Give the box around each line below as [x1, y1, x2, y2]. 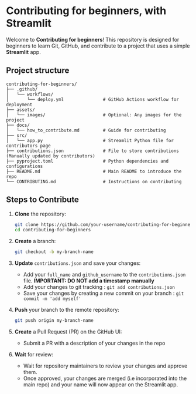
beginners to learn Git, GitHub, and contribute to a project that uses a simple [6, 42, 190, 49]
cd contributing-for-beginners [14, 227, 91, 233]
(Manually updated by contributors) [6, 153, 95, 159]
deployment [6, 102, 33, 107]
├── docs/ [6, 122, 30, 128]
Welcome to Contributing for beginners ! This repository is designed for [6, 36, 180, 43]
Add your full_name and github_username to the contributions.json [23, 271, 186, 278]
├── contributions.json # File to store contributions [6, 148, 180, 154]
